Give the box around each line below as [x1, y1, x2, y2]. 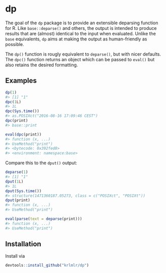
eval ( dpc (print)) [5, 132, 42, 137]
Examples [5, 76, 37, 85]
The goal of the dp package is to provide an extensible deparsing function [5, 20, 158, 26]
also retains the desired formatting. [5, 62, 78, 68]
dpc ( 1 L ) [5, 99, 22, 104]
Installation [5, 240, 41, 248]
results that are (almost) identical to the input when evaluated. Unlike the [5, 30, 156, 36]
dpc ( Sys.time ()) [5, 109, 39, 114]
